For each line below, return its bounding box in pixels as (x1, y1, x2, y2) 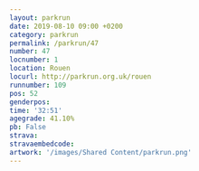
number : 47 (9, 47, 51, 56)
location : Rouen (9, 64, 71, 73)
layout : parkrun (9, 13, 71, 23)
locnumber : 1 (9, 55, 59, 64)
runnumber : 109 (9, 81, 67, 90)
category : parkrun (9, 30, 79, 39)
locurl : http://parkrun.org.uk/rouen (9, 72, 152, 81)
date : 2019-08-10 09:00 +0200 (9, 22, 124, 31)
